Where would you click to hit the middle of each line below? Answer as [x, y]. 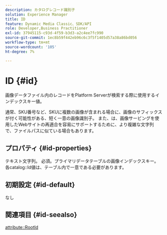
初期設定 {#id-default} [40, 185]
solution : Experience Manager [37, 14]
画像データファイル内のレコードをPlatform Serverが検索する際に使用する [80, 95]
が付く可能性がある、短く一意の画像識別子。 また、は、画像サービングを [80, 118]
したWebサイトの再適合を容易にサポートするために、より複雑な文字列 [82, 124]
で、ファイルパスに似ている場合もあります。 [51, 131]
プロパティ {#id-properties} [49, 148]
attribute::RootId [22, 227]
